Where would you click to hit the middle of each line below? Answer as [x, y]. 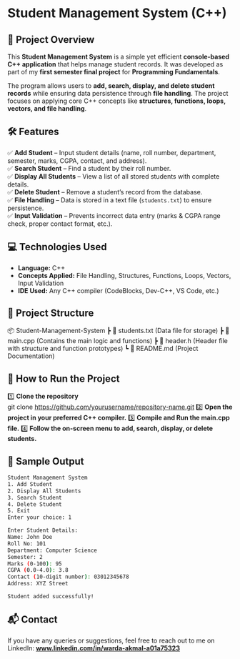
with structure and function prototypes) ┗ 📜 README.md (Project [103, 349]
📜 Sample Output [46, 461]
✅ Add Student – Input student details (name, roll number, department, [112, 152]
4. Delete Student [35, 504]
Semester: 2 [25, 557]
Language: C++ [41, 268]
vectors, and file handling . [47, 108]
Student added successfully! [51, 597]
